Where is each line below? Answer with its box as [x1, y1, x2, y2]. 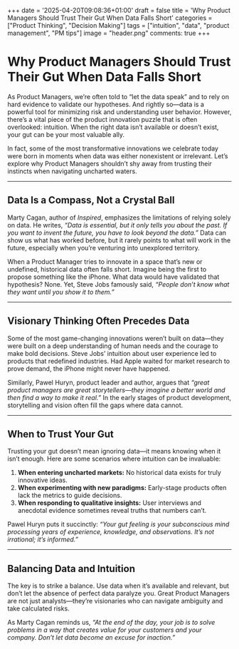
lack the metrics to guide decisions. [17, 491, 122, 500]
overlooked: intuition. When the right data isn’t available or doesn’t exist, [7, 123, 219, 131]
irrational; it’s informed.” [7, 535, 79, 544]
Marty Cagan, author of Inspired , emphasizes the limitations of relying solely [7, 213, 231, 222]
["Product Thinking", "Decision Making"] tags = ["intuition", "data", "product [7, 21, 230, 29]
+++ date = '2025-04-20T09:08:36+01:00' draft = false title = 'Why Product [7, 6, 231, 14]
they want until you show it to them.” [7, 287, 115, 296]
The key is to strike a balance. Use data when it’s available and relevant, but [7, 581, 230, 591]
